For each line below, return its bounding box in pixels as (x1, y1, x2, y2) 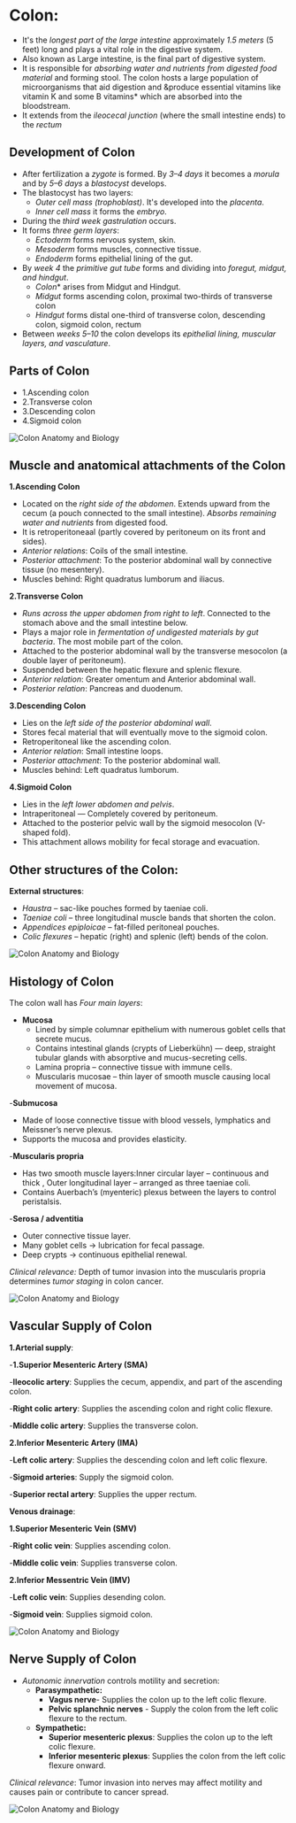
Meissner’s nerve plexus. (21, 1124, 113, 1134)
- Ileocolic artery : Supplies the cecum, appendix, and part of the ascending (9, 1376, 283, 1387)
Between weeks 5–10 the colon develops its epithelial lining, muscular (21, 328, 277, 339)
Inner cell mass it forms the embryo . (34, 205, 168, 217)
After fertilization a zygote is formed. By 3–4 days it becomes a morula (21, 168, 280, 179)
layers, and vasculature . (21, 337, 111, 348)
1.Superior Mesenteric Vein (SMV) (9, 1523, 137, 1533)
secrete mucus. (34, 1033, 93, 1044)
